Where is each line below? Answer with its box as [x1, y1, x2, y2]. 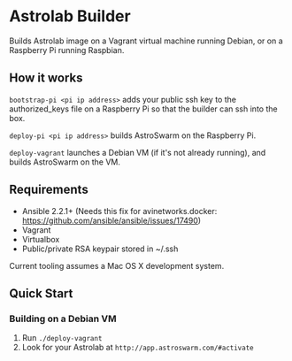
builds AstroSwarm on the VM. [9, 157, 121, 167]
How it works [9, 71, 83, 86]
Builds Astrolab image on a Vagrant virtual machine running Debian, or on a [9, 35, 283, 46]
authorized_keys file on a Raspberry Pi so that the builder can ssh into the [9, 104, 278, 114]
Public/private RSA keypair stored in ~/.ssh [21, 243, 179, 254]
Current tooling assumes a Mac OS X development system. [9, 260, 225, 271]
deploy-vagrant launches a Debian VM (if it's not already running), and [9, 147, 266, 157]
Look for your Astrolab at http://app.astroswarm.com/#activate [21, 342, 254, 353]
